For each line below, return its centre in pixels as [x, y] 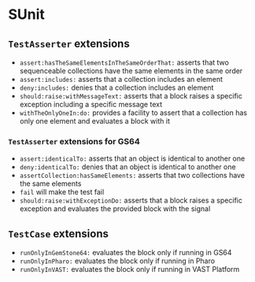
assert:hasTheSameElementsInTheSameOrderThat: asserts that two [124, 62]
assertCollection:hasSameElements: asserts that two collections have [132, 176]
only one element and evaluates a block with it [95, 121]
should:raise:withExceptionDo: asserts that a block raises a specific [131, 200]
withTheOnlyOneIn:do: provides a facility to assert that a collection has [133, 113]
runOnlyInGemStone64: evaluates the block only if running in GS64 [126, 253]
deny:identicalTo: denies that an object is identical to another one [128, 167]
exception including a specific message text [91, 104]
